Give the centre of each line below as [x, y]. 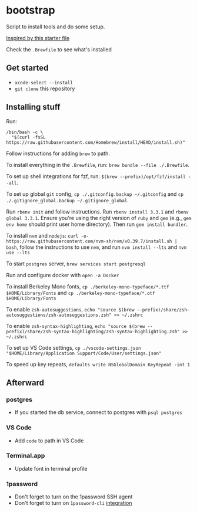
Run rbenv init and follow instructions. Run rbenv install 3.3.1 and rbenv [98, 211]
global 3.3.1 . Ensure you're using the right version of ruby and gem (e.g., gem [99, 218]
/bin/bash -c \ [25, 132]
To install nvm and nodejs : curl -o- [48, 235]
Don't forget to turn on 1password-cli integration [73, 503]
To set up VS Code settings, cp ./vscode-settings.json [74, 347]
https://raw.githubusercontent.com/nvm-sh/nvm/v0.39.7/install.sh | [92, 241]
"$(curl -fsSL [29, 137]
